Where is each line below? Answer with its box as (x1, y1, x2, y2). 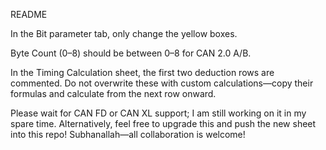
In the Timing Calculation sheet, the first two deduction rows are (10, 67, 275, 78)
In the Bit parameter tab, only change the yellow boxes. (10, 28, 238, 39)
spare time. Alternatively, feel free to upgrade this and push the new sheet (10, 118, 317, 129)
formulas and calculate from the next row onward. (10, 88, 217, 99)
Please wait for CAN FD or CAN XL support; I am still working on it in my (10, 107, 307, 119)
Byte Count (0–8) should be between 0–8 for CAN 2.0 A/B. (10, 47, 252, 59)
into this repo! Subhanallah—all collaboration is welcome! (10, 129, 246, 140)
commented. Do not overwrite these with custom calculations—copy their (10, 77, 314, 89)
